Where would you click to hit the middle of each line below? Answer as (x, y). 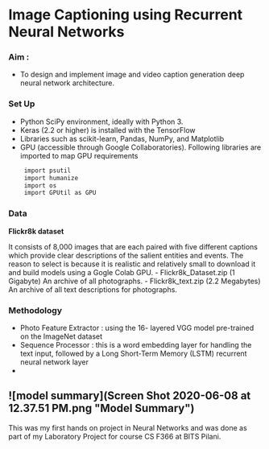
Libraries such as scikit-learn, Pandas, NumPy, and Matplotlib (122, 138)
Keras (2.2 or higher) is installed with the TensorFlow (108, 130)
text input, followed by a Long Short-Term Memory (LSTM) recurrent (133, 353)
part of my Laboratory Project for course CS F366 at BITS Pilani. (115, 436)
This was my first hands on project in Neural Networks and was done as (128, 427)
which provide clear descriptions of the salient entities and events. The (126, 255)
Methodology (35, 310)
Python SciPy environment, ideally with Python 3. (101, 122)
